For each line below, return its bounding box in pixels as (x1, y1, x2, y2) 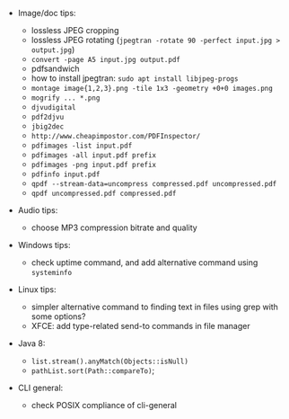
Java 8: (17, 338, 46, 349)
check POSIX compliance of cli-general (31, 400, 178, 410)
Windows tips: (17, 240, 71, 250)
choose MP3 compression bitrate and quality (31, 222, 197, 233)
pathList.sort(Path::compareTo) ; (31, 365, 155, 376)
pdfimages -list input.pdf (31, 141, 133, 150)
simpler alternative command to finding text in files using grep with (31, 301, 278, 312)
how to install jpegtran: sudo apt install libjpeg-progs (31, 73, 239, 84)
